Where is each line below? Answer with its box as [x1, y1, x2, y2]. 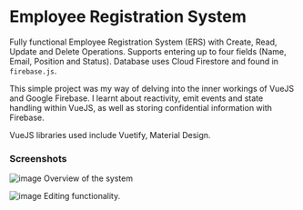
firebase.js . [9, 65, 57, 76]
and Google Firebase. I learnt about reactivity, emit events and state [9, 93, 264, 104]
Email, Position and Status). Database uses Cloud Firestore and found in [9, 55, 279, 66]
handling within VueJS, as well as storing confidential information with [9, 102, 273, 113]
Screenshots [9, 152, 67, 165]
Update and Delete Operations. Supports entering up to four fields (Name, [9, 45, 287, 56]
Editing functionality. [44, 191, 121, 202]
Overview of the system [44, 173, 134, 184]
